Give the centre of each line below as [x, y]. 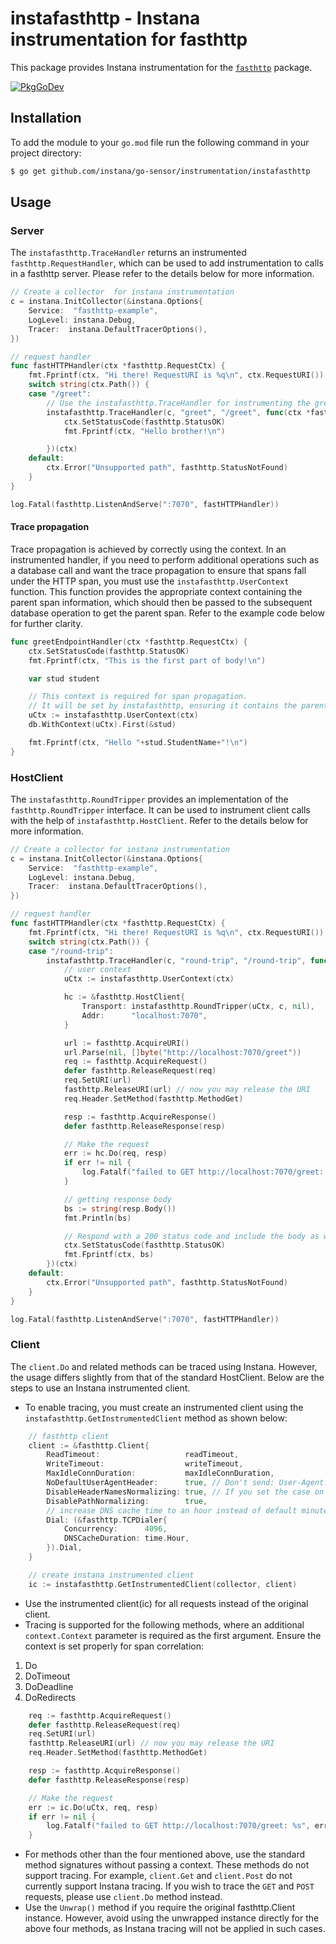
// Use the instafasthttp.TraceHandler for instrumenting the [178, 403]
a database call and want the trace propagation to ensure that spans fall [158, 570]
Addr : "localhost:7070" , [144, 1015]
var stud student [64, 678]
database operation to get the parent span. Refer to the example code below [167, 613]
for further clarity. [46, 623]
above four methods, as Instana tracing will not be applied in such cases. [175, 1929]
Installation [46, 118]
